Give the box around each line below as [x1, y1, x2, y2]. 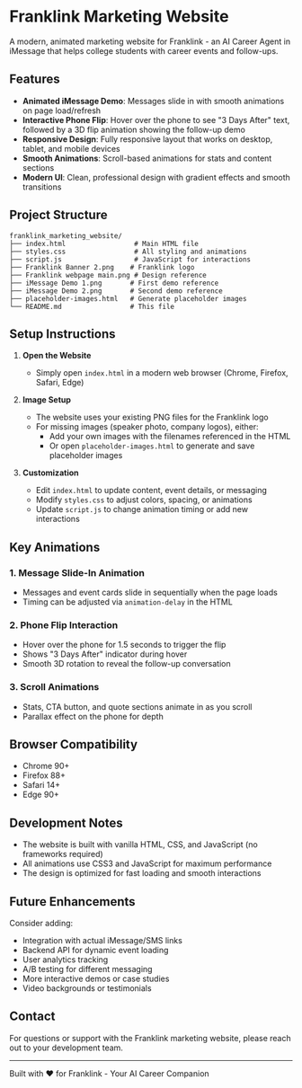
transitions [22, 181, 62, 192]
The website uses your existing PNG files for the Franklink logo [35, 411, 269, 423]
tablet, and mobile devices [22, 143, 121, 154]
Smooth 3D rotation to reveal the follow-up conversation [22, 659, 231, 669]
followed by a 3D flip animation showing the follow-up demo [22, 124, 245, 135]
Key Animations [9, 539, 101, 554]
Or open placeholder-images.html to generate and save [49, 440, 255, 451]
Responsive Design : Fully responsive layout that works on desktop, [22, 133, 273, 145]
